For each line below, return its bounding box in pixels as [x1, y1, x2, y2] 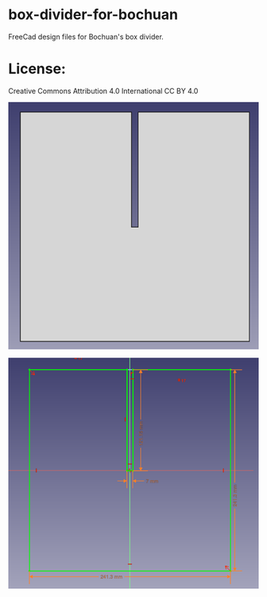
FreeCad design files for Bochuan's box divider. [8, 32, 164, 41]
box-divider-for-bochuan [8, 6, 179, 24]
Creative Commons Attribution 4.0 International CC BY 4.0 [8, 86, 199, 96]
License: [8, 60, 66, 78]
